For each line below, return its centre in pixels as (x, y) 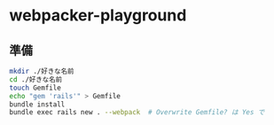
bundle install (37, 104)
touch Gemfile (35, 88)
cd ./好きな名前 (36, 79)
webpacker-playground (98, 16)
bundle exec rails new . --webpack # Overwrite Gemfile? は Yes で (137, 113)
